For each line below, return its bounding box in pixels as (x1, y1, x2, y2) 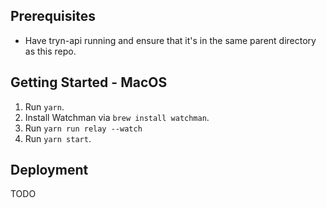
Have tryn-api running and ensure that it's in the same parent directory (24, 34, 317, 46)
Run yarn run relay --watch (24, 122, 143, 134)
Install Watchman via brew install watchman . (24, 111, 210, 123)
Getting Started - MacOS (10, 74, 168, 91)
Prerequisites (10, 8, 96, 25)
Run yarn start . (24, 132, 92, 144)
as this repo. (24, 45, 77, 57)
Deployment (10, 162, 89, 179)
